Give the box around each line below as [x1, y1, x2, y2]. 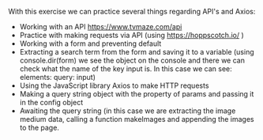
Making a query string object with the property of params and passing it [19, 89, 254, 98]
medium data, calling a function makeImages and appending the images [19, 115, 254, 123]
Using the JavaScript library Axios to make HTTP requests [19, 81, 209, 90]
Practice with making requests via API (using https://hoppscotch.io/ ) [19, 31, 245, 40]
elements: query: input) [19, 73, 96, 81]
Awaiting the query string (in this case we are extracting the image [19, 106, 236, 115]
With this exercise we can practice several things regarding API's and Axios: [8, 7, 256, 16]
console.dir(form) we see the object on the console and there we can [19, 55, 245, 65]
